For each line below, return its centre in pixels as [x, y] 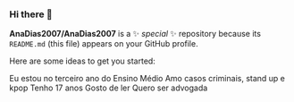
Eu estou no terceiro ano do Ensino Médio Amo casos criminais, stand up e [147, 79]
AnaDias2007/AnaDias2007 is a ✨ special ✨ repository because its [135, 34]
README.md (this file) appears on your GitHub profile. [104, 44]
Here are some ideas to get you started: [83, 61]
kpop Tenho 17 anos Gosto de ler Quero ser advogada [109, 88]
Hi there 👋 [31, 14]
